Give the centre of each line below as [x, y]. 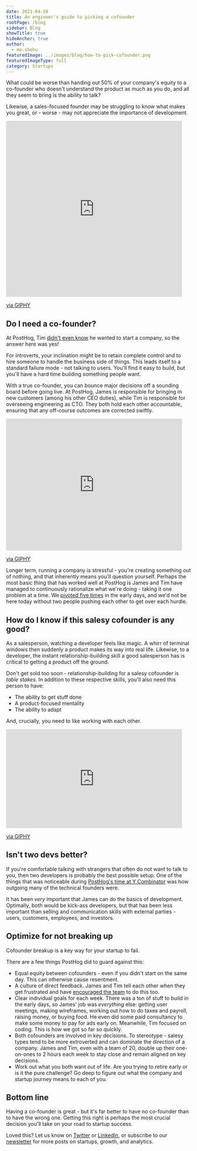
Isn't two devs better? [47, 855]
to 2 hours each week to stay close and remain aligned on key [111, 1054]
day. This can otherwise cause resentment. [67, 979]
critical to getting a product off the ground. [58, 662]
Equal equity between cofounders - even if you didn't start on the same [101, 973]
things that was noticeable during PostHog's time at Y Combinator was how [97, 881]
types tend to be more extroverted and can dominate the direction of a [100, 1041]
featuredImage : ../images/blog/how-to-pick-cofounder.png [78, 55]
